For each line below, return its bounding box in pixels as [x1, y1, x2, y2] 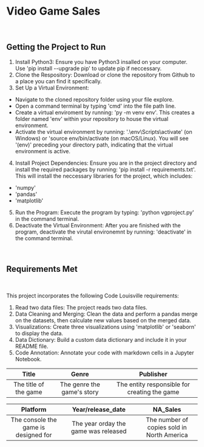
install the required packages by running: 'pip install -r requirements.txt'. [15, 165, 196, 173]
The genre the [59, 380, 100, 389]
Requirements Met [6, 264, 78, 274]
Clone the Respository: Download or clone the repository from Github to [15, 71, 195, 78]
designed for [15, 431, 52, 439]
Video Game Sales [6, 4, 101, 18]
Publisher [138, 370, 168, 378]
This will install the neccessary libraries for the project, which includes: [15, 172, 193, 179]
